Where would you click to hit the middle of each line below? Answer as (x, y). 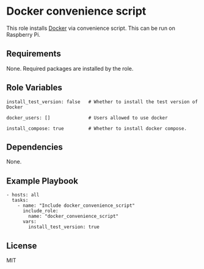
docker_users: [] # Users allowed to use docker (87, 118)
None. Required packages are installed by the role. (70, 68)
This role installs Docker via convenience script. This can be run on (91, 28)
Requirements (34, 54)
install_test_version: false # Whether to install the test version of (102, 102)
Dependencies (35, 147)
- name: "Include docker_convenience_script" (76, 206)
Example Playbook (42, 181)
